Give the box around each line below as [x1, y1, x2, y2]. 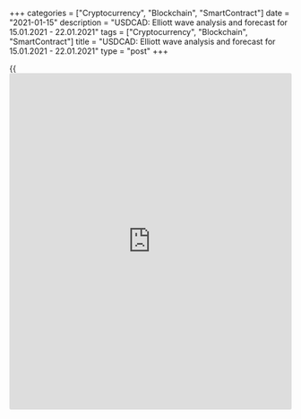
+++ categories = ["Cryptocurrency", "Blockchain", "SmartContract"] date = [9, 8, 290, 18]
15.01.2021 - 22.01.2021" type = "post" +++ [9, 46, 168, 57]
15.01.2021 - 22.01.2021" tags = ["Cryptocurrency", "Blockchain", [9, 27, 248, 37]
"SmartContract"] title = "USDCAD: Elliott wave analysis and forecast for [9, 36, 276, 47]
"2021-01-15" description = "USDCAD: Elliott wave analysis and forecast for [9, 17, 288, 28]
